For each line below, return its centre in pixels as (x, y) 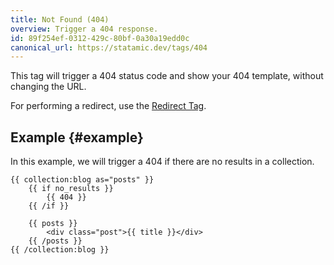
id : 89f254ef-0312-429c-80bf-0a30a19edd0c (100, 38)
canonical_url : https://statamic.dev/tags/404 (109, 47)
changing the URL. (48, 87)
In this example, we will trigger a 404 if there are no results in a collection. (162, 162)
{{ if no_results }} (71, 189)
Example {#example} (77, 137)
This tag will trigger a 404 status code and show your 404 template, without (167, 76)
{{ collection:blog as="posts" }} (82, 180)
